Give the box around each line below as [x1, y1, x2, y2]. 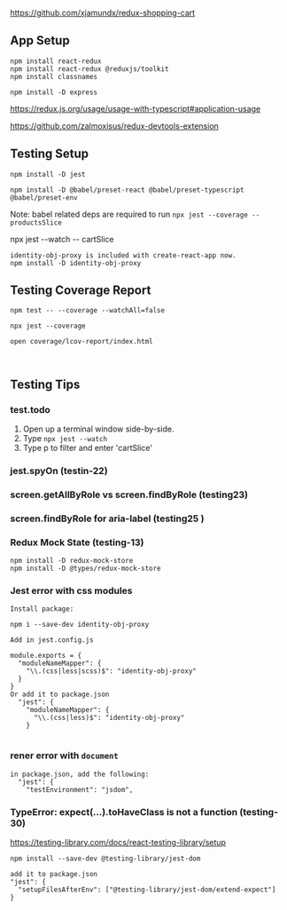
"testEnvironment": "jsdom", [26, 785, 134, 794]
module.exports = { [10, 652, 82, 661]
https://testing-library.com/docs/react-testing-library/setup [10, 837, 227, 848]
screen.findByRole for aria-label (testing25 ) [10, 512, 205, 525]
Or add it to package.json [10, 690, 110, 700]
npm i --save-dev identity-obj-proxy [10, 621, 150, 629]
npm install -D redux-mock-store [10, 557, 134, 566]
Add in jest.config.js [10, 636, 94, 645]
